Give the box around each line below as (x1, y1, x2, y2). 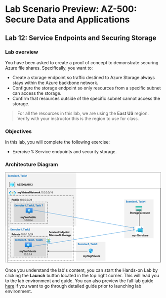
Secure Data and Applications (5, 14, 130, 25)
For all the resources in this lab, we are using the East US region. (17, 110, 149, 116)
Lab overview (5, 48, 39, 55)
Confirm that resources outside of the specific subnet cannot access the (12, 95, 161, 101)
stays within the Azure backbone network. (12, 80, 99, 85)
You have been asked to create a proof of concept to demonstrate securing (5, 59, 159, 65)
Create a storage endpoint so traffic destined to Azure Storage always (12, 74, 155, 80)
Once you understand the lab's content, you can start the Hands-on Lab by (5, 267, 158, 273)
